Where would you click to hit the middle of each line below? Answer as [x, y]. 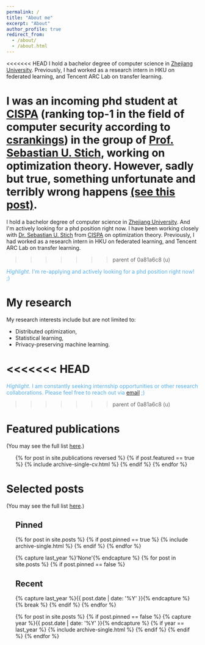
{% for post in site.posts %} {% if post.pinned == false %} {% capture [103, 617]
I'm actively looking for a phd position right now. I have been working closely [103, 228]
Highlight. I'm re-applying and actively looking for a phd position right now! [100, 271]
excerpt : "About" [28, 23]
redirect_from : [26, 35]
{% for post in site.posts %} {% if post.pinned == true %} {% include [101, 540]
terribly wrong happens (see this [91, 192]
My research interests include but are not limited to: [71, 319]
